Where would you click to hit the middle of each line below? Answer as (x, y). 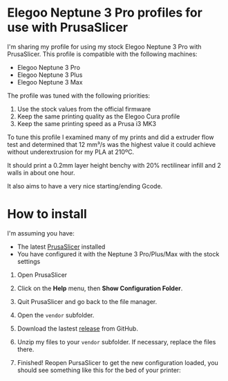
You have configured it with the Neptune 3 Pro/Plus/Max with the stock (118, 254)
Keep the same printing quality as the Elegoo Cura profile (98, 116)
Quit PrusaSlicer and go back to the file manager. (87, 301)
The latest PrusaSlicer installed (61, 247)
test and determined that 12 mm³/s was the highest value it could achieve (112, 144)
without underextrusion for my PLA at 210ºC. (71, 152)
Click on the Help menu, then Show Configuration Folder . (100, 288)
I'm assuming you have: (41, 233)
